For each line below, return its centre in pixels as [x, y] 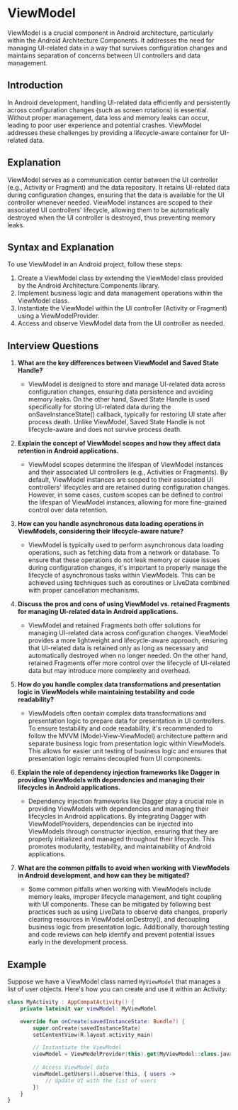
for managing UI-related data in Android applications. [98, 612]
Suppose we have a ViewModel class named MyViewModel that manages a [114, 981]
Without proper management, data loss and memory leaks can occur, [108, 117]
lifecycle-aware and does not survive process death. [105, 430]
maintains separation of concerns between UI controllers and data [104, 55]
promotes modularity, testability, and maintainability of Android [120, 846]
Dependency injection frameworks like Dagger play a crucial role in [126, 802]
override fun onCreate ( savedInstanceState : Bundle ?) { [103, 1021]
